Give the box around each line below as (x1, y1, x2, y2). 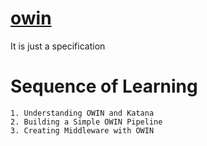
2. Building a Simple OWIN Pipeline (10, 117, 163, 127)
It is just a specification (10, 40, 106, 52)
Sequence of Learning (10, 75, 198, 98)
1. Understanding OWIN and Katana (10, 108, 155, 118)
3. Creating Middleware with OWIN (10, 125, 155, 136)
